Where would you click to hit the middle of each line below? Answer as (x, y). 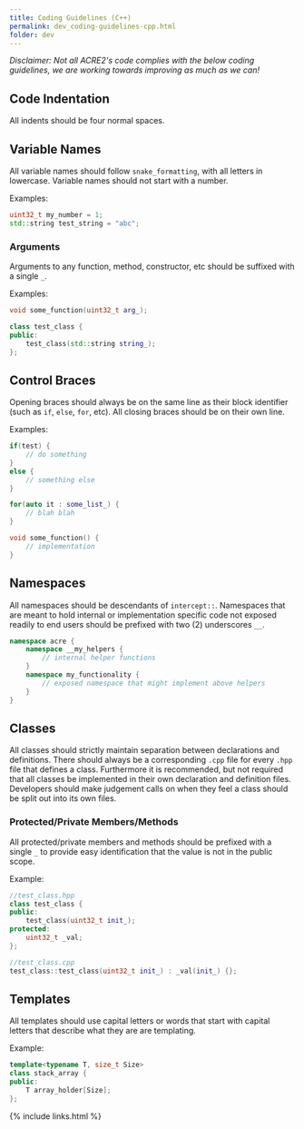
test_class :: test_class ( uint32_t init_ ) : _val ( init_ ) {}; (123, 971)
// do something (57, 455)
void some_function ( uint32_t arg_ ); (78, 311)
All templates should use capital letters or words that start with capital (140, 1021)
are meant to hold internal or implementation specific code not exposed (143, 615)
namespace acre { (42, 641)
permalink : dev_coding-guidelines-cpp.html (93, 26)
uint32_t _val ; (54, 938)
